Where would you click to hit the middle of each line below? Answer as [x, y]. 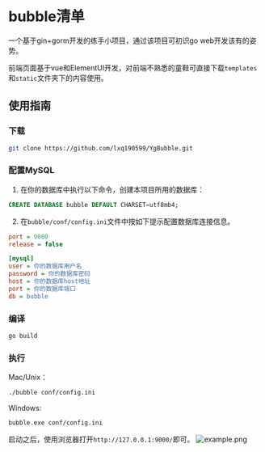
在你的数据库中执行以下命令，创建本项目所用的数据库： [112, 189]
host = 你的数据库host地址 [49, 281]
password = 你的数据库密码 [50, 274]
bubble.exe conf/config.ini [56, 423]
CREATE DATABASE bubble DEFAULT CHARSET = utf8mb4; [94, 205]
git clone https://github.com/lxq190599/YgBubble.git [101, 148]
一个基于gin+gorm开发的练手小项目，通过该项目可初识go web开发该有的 [129, 40]
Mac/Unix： [28, 378]
